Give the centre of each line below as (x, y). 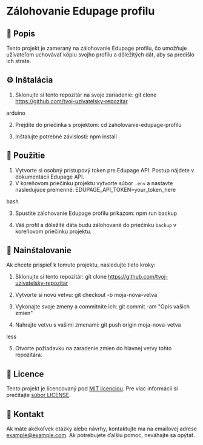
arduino (16, 113)
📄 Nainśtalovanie (39, 250)
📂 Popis (21, 34)
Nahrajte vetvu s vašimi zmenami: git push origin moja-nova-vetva (98, 325)
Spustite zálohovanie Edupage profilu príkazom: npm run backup (96, 213)
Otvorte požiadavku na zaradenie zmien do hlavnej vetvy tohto (93, 348)
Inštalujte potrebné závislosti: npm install (66, 136)
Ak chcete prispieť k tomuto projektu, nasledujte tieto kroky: (81, 265)
